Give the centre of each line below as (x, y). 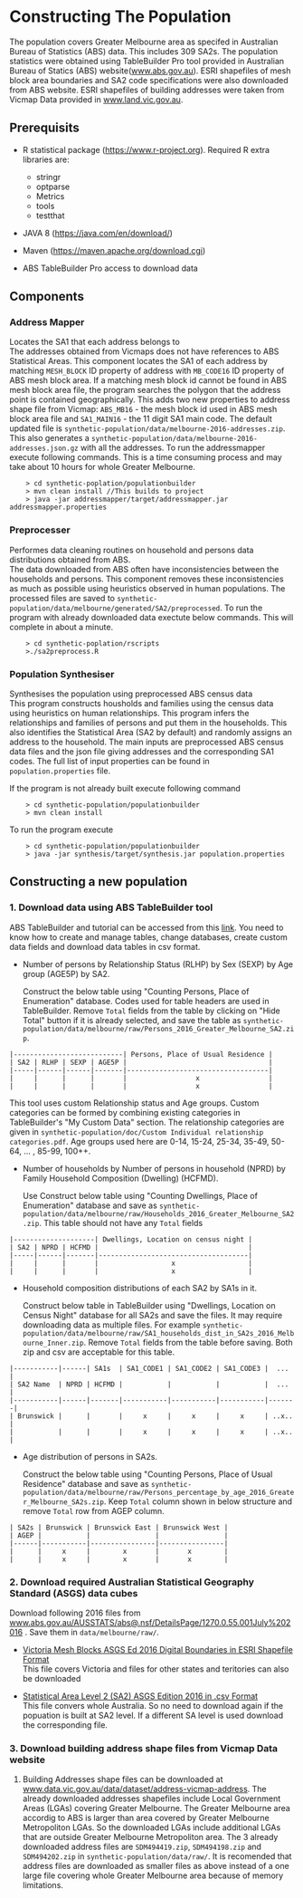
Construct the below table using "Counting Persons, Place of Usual (147, 1474)
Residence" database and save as (85, 1483)
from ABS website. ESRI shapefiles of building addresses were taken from (147, 90)
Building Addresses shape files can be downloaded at (123, 1779)
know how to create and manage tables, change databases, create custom (148, 937)
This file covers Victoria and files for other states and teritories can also (156, 1669)
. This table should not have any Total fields (121, 1222)
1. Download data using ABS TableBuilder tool (111, 907)
